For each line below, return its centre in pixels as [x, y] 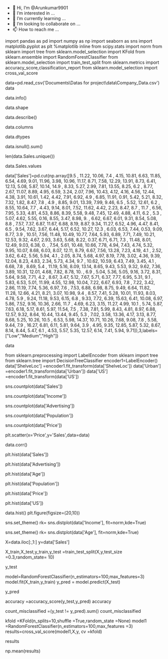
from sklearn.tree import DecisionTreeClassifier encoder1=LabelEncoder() [81, 361]
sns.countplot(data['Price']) [34, 425]
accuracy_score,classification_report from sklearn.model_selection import [81, 68]
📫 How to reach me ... [36, 29]
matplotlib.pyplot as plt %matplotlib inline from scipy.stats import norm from [84, 46]
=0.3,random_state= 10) [30, 557]
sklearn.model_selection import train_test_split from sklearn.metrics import [82, 62]
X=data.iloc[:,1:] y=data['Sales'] [37, 542]
